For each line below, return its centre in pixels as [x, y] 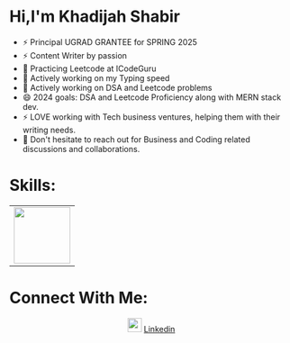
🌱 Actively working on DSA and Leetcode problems [117, 87]
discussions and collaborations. [81, 149]
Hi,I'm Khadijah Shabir [95, 17]
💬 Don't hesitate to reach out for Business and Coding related [136, 139]
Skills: [33, 185]
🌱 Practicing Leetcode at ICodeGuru [89, 68]
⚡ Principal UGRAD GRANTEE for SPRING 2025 [110, 41]
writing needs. [49, 130]
